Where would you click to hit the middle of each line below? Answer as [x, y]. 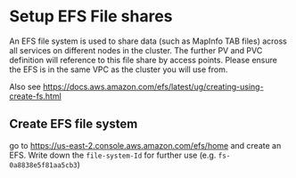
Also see [25, 86]
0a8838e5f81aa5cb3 [43, 165]
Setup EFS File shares [91, 16]
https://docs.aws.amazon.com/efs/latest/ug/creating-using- [154, 86]
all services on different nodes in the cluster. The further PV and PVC [136, 50]
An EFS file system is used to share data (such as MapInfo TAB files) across [148, 41]
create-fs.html [36, 96]
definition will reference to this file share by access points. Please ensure [144, 60]
